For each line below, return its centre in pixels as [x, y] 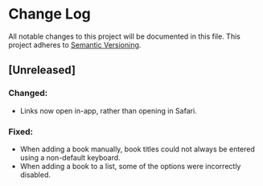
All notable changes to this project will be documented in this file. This [125, 36]
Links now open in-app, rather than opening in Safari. [108, 110]
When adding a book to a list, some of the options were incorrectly [130, 166]
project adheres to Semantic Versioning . [75, 44]
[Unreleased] [42, 70]
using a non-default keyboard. [70, 157]
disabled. [35, 175]
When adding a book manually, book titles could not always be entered [138, 149]
